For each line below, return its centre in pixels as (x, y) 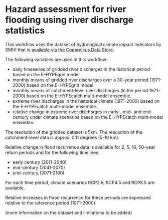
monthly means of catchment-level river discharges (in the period (80, 90)
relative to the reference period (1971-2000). (51, 203)
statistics (25, 31)
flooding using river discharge (69, 20)
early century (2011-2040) (39, 162)
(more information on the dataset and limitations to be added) (69, 212)
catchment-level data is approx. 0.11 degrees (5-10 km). (62, 137)
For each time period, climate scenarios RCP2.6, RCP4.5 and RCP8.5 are (80, 182)
